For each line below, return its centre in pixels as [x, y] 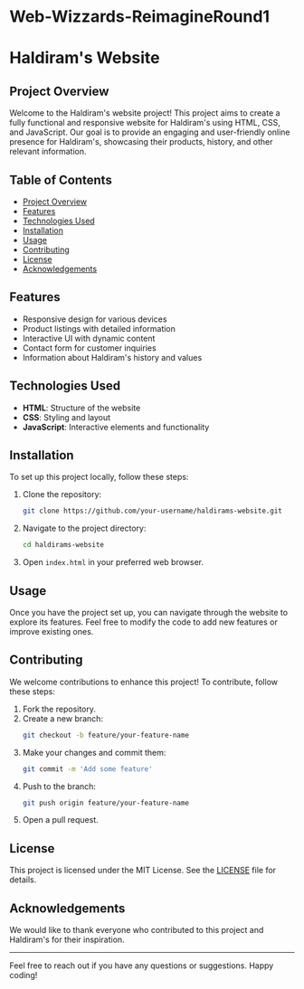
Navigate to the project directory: [84, 528]
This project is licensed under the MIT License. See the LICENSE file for [143, 871]
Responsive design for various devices [95, 319]
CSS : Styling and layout [66, 417]
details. [23, 880]
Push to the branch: [59, 786]
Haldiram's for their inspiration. [67, 940]
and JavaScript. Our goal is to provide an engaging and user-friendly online [150, 132]
